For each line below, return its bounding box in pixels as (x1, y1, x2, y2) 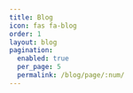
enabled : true (17, 54, 69, 63)
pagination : (9, 46, 53, 55)
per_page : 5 (17, 63, 62, 72)
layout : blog (9, 37, 58, 47)
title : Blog (9, 12, 53, 22)
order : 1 (9, 29, 42, 38)
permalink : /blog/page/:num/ (17, 71, 125, 80)
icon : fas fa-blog (9, 21, 77, 30)
